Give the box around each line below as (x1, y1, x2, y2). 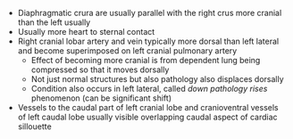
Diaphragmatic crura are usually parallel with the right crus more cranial (17, 8, 282, 18)
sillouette (17, 121, 52, 132)
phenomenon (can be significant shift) (30, 93, 172, 103)
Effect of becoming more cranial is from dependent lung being (30, 55, 261, 65)
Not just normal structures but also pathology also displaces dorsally (30, 74, 284, 84)
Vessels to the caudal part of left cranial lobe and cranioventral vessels (17, 102, 279, 112)
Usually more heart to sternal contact (17, 27, 155, 37)
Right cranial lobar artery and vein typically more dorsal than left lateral (17, 36, 280, 46)
